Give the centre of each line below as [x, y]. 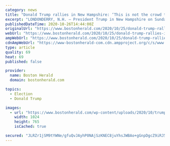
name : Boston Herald [31, 76]
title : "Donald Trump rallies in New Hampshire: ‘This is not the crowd [83, 15]
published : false [24, 62]
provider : [16, 71]
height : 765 [27, 122]
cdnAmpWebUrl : [20, 43]
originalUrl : [19, 29]
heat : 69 [14, 57]
